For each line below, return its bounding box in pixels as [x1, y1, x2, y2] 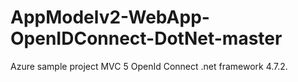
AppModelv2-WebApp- [10, 6, 210, 29]
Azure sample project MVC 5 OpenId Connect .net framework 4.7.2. [10, 60, 288, 72]
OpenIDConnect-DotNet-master [10, 27, 283, 50]
